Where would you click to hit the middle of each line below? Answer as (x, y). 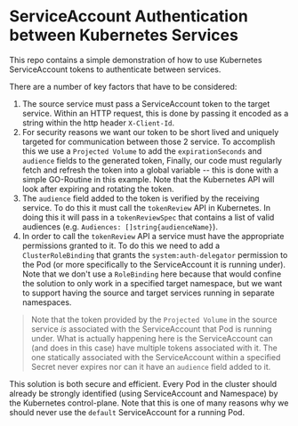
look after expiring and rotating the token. (98, 189)
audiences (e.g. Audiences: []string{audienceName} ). (120, 226)
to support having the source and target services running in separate (148, 293)
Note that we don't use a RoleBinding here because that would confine (152, 274)
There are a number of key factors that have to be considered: (123, 86)
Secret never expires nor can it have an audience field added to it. (151, 366)
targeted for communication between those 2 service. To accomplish (149, 141)
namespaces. (47, 302)
